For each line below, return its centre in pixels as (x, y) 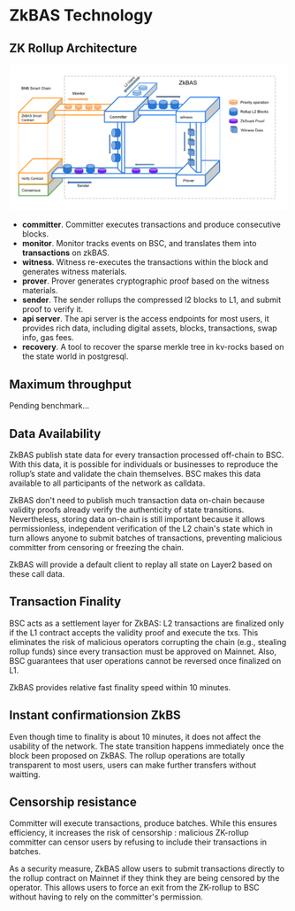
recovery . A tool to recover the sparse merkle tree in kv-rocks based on (153, 347)
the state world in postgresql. (75, 356)
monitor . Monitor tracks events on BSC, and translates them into (139, 244)
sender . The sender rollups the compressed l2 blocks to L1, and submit (151, 300)
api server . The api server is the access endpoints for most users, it (145, 319)
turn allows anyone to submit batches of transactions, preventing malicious (146, 538)
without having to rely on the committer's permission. (106, 897)
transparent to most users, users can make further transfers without (133, 765)
